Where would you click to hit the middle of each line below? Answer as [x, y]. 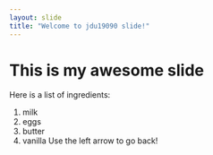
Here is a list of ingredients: [60, 95]
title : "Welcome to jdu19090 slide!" [80, 26]
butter [34, 132]
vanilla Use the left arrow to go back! [90, 141]
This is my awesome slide [106, 70]
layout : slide [36, 17]
